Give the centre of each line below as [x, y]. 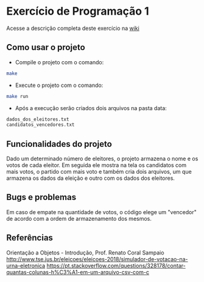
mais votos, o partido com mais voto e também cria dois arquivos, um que [99, 172]
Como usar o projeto [46, 47]
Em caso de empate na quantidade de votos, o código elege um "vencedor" [101, 212]
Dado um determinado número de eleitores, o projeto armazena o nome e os [102, 159]
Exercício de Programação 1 [78, 11]
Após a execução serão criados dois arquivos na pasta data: [91, 108]
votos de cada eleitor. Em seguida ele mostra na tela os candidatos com [97, 165]
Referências [30, 238]
